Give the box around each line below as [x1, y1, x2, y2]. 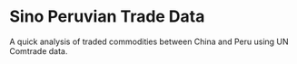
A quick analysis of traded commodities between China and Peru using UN [9, 36, 289, 47]
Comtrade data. [9, 45, 68, 56]
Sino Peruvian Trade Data [9, 6, 205, 27]
